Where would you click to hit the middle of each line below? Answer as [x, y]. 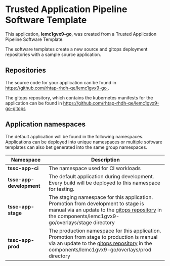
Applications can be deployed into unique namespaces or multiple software [84, 142]
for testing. [62, 189]
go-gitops [16, 108]
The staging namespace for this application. [101, 197]
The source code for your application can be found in [61, 82]
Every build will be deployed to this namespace [105, 183]
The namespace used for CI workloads [95, 168]
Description [105, 159]
